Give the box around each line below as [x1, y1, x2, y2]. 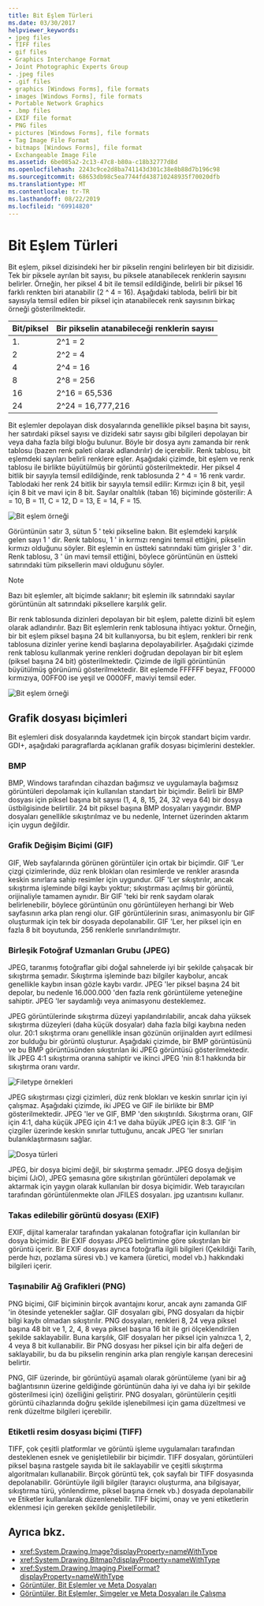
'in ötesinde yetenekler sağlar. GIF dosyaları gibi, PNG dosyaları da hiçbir [8, 1307, 244, 1316]
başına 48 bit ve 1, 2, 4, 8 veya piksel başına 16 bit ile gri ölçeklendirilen [8, 1323, 240, 1334]
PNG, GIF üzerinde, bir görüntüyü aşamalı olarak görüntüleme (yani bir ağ [8, 1372, 247, 1382]
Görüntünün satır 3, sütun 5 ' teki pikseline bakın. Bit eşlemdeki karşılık [8, 526, 238, 537]
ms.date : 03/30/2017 [8, 19, 76, 27]
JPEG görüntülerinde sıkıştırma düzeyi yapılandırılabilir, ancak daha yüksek [8, 1012, 251, 1021]
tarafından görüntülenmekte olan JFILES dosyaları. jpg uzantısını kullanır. [8, 1190, 244, 1200]
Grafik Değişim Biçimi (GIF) [8, 840, 113, 851]
